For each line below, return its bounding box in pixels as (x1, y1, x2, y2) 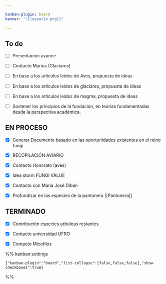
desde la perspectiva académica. (12, 109, 81, 115)
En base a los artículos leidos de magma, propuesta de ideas (12, 93, 138, 99)
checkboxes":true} (5, 265, 43, 270)
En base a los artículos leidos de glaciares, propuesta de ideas (12, 83, 141, 89)
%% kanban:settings (5, 251, 48, 257)
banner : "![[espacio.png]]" (5, 16, 64, 22)
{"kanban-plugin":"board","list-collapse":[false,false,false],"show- (5, 260, 155, 265)
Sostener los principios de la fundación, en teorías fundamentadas (12, 103, 150, 109)
